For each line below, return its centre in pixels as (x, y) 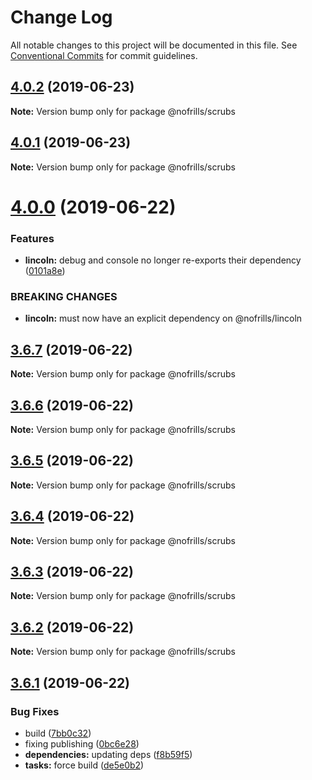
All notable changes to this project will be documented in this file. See (154, 45)
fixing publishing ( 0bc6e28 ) (82, 743)
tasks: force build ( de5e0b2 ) (84, 765)
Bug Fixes (35, 711)
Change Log (61, 17)
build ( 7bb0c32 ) (58, 733)
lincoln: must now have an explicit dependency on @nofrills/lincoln (163, 318)
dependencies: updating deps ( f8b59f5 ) (108, 754)
